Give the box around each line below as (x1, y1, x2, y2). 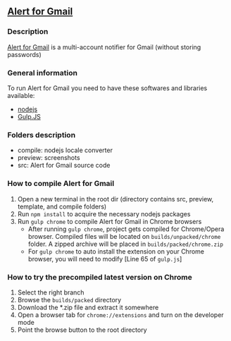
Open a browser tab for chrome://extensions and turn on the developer (17, 310, 224, 319)
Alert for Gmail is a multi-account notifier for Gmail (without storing (7, 42, 201, 51)
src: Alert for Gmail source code (17, 161, 111, 170)
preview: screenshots (17, 154, 80, 162)
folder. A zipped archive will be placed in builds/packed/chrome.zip (27, 240, 224, 248)
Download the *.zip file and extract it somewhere (17, 303, 159, 311)
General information (7, 68, 77, 77)
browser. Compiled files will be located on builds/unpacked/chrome (27, 232, 221, 240)
